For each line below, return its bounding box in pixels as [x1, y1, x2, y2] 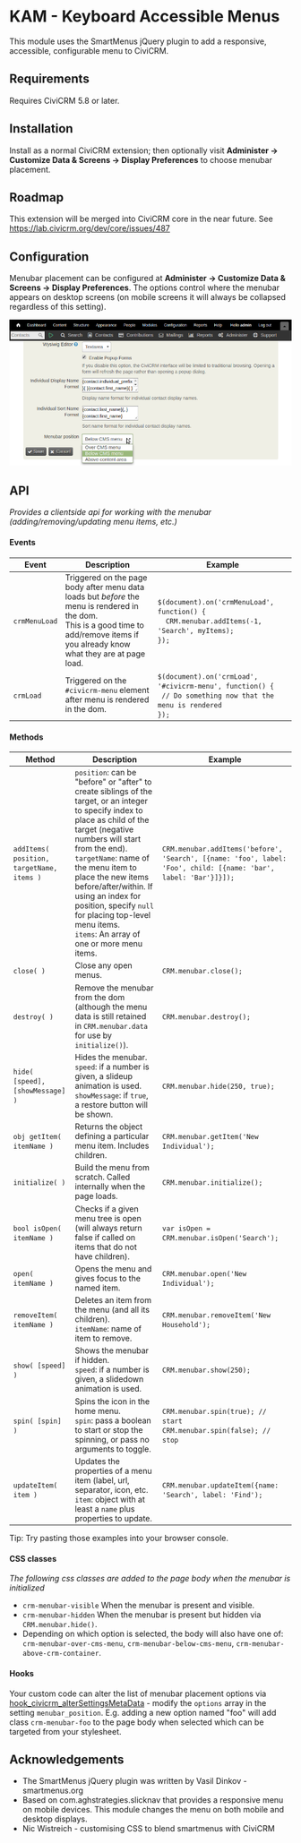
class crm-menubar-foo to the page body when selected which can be [9, 1717, 264, 1727]
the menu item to [74, 862, 137, 872]
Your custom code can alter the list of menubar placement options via [9, 1688, 267, 1699]
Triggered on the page [64, 572, 148, 583]
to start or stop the [74, 1424, 143, 1435]
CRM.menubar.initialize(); [162, 1178, 263, 1187]
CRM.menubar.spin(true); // [162, 1407, 267, 1416]
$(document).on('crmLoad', [157, 672, 258, 681]
